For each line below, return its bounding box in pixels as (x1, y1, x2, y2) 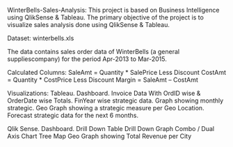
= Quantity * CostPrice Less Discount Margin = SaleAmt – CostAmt (7, 76, 198, 84)
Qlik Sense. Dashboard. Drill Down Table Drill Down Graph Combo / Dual (7, 125, 214, 132)
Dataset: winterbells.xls (7, 34, 74, 42)
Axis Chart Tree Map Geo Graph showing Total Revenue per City (7, 132, 192, 140)
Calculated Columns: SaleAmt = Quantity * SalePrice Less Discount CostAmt (7, 69, 227, 76)
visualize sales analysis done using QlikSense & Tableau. (7, 21, 170, 28)
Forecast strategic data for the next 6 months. (7, 111, 139, 119)
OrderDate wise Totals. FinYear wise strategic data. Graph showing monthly (7, 96, 224, 105)
